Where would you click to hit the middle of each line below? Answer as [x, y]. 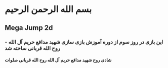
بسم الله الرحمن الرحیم [48, 9]
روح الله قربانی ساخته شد [32, 48]
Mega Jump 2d [29, 28]
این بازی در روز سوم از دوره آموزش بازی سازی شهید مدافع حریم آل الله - [84, 42]
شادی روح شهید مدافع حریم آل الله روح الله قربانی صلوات [58, 60]
